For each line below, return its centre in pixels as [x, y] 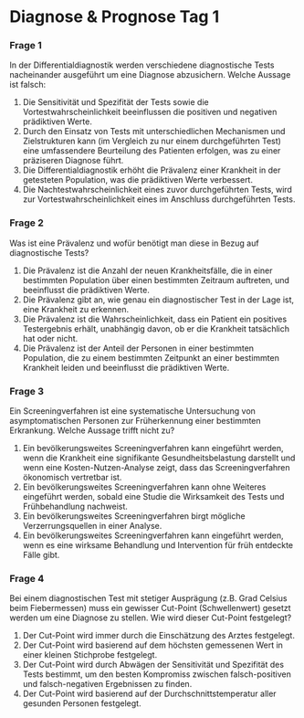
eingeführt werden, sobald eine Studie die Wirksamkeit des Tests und [153, 497]
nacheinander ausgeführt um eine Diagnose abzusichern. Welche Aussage [150, 75]
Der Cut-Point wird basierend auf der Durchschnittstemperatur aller [149, 694]
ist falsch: [28, 85]
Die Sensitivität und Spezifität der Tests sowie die [115, 102]
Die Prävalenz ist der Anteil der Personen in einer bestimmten [138, 348]
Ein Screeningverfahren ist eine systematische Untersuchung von [132, 411]
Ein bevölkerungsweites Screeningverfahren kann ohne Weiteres [144, 487]
